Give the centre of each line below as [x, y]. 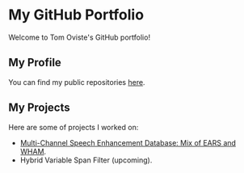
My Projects [39, 108]
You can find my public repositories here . [77, 82]
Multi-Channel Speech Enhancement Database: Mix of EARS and [128, 142]
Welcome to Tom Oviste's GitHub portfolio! [80, 37]
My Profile [35, 63]
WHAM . [33, 151]
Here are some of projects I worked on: [74, 127]
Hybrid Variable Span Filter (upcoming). [86, 160]
